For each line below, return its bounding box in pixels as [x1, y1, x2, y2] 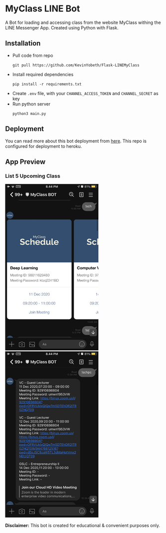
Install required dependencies [12, 71, 74, 77]
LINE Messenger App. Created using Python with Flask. [5, 24, 119, 30]
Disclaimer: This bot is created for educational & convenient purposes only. [5, 522, 161, 528]
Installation [5, 39, 41, 48]
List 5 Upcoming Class [5, 172, 61, 179]
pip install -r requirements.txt [12, 82, 82, 87]
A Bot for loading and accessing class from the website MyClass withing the [5, 19, 161, 25]
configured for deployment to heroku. [5, 143, 82, 149]
